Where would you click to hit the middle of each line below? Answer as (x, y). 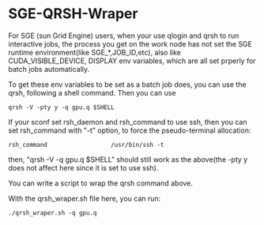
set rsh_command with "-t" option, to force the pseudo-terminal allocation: (130, 130)
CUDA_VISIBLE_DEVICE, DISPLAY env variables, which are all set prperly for (132, 61)
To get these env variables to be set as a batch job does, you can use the (127, 84)
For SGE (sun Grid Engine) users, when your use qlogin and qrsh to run (124, 36)
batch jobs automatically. (49, 69)
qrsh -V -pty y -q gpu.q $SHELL (61, 107)
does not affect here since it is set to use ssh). (83, 167)
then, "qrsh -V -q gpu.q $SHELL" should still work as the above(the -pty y (128, 159)
